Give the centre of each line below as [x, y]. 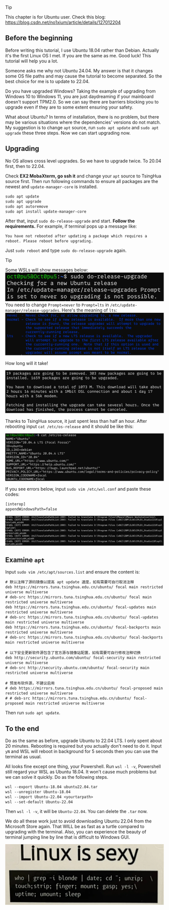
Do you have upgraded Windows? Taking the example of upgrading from [80, 91]
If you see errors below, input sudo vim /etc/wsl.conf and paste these [78, 489]
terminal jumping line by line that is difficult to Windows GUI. [68, 837]
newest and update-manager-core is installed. [52, 187]
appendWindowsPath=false [31, 509]
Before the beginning [39, 38]
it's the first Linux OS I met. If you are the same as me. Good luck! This [78, 55]
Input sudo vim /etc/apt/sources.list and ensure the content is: [72, 572]
